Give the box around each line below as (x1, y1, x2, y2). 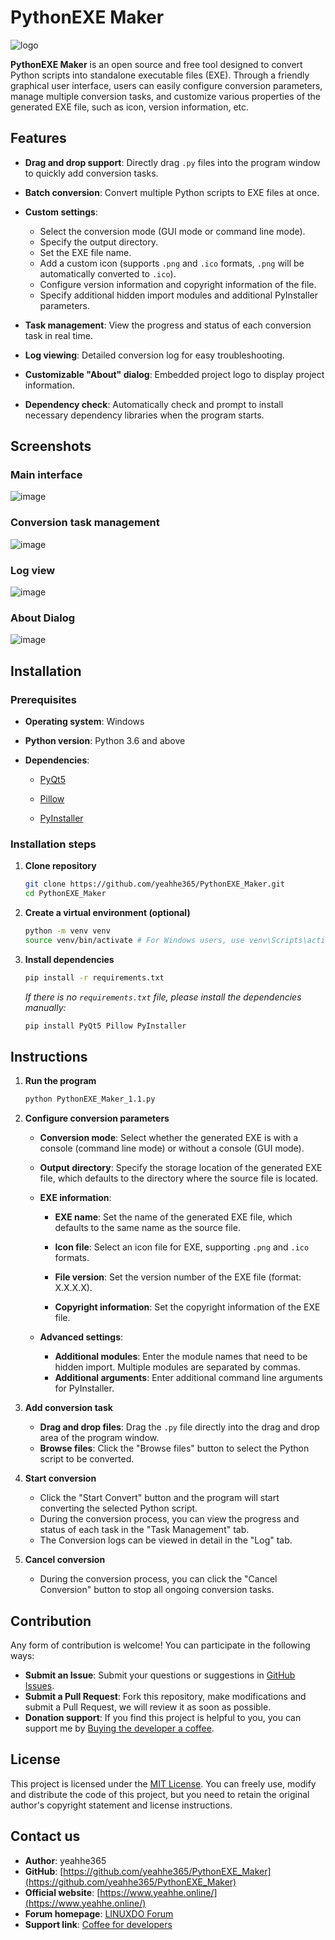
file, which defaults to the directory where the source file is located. (39, 1172, 319, 1185)
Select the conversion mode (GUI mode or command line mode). (39, 225, 306, 237)
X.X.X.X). (54, 1282, 93, 1294)
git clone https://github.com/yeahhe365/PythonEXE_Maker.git (24, 879, 286, 890)
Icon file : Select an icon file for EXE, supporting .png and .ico (54, 1241, 310, 1253)
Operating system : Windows (24, 716, 145, 728)
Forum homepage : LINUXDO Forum (24, 1907, 174, 1920)
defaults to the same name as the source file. (54, 1222, 241, 1234)
